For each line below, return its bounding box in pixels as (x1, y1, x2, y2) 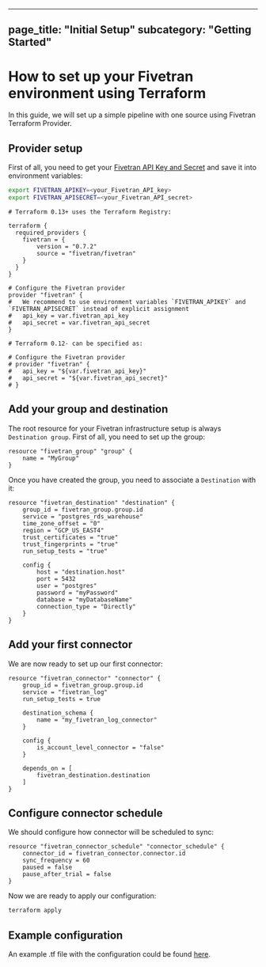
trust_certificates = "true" (22, 533, 119, 541)
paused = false (22, 863, 73, 871)
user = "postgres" (36, 582, 97, 590)
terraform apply (8, 907, 62, 915)
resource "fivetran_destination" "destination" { (8, 499, 176, 506)
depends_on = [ (22, 764, 73, 772)
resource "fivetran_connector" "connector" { (8, 674, 161, 682)
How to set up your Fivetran (8, 67, 194, 85)
